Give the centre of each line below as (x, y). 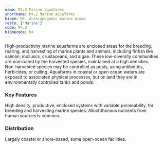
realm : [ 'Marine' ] (24, 23)
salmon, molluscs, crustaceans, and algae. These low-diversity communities (81, 56)
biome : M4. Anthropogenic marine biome (45, 18)
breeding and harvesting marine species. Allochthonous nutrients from (76, 110)
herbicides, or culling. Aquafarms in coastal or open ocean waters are (75, 72)
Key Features (21, 94)
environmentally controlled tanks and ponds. (50, 82)
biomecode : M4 (19, 32)
